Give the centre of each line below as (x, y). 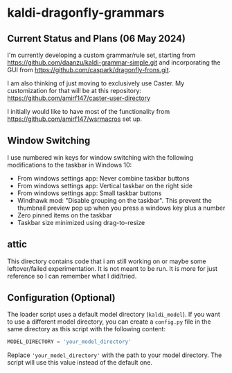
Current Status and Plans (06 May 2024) (96, 39)
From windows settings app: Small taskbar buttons (89, 193)
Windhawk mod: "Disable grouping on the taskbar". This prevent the (115, 200)
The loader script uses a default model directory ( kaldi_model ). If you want (114, 315)
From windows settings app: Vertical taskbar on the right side (105, 185)
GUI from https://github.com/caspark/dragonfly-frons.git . (89, 70)
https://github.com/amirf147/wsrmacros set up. (75, 119)
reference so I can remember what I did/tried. (72, 276)
